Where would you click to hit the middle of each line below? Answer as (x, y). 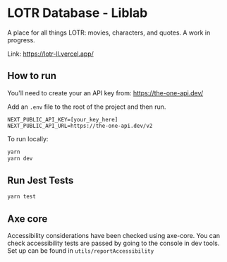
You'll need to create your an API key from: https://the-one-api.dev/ (105, 93)
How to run (32, 76)
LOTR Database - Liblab (78, 13)
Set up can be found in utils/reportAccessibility (81, 251)
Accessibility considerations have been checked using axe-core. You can (114, 236)
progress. (21, 40)
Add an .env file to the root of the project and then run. (87, 107)
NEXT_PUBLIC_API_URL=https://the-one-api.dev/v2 (80, 126)
